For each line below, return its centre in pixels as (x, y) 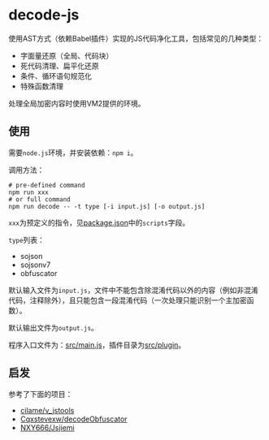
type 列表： (26, 239)
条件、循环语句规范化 (56, 75)
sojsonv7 (35, 265)
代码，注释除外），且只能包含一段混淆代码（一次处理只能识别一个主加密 (128, 300)
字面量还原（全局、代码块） (67, 55)
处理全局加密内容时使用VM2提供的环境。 (77, 103)
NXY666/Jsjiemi (47, 427)
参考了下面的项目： (41, 394)
